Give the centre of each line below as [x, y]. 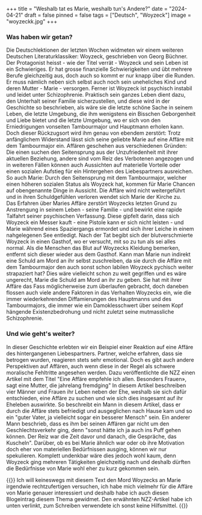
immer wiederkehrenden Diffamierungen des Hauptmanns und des [89, 299]
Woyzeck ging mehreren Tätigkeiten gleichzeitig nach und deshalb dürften [98, 462]
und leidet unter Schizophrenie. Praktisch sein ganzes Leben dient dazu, [96, 95]
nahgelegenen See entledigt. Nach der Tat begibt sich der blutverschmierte [100, 235]
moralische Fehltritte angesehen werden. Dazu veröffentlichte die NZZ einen [101, 373]
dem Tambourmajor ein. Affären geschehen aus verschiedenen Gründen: [97, 146]
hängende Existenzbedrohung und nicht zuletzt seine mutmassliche [90, 312]
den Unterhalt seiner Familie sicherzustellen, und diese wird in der [88, 101]
